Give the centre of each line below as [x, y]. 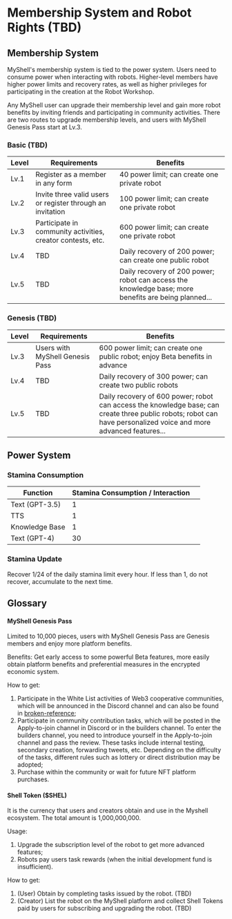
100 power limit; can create [164, 199]
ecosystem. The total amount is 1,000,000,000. [74, 818]
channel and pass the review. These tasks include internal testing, [111, 743]
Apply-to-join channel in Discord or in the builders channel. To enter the [119, 728]
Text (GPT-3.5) [36, 504]
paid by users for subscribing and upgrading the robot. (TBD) [104, 909]
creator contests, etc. [70, 240]
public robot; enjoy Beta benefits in [156, 356]
